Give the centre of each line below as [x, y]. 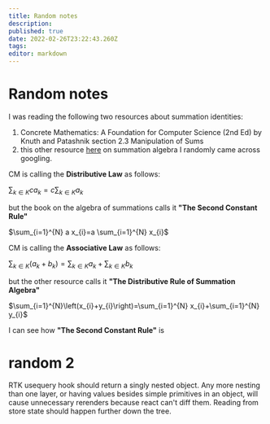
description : [30, 24]
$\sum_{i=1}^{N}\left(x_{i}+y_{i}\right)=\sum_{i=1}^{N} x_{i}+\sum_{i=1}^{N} [134, 305]
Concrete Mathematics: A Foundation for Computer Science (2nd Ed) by [141, 132]
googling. [36, 158]
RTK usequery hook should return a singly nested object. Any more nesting [134, 385]
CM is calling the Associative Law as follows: [85, 247]
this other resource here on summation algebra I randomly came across [140, 149]
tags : [17, 46]
